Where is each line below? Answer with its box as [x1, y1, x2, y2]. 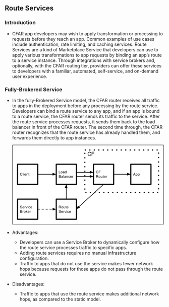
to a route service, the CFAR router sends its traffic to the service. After [12, 113, 160, 119]
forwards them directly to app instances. [12, 134, 96, 140]
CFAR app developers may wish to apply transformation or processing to [12, 30, 163, 37]
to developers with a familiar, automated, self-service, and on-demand [12, 68, 159, 74]
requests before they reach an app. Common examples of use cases [12, 36, 155, 42]
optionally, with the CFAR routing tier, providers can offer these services [12, 62, 162, 68]
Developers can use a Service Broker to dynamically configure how [19, 239, 160, 246]
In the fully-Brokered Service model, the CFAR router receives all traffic [12, 97, 160, 103]
